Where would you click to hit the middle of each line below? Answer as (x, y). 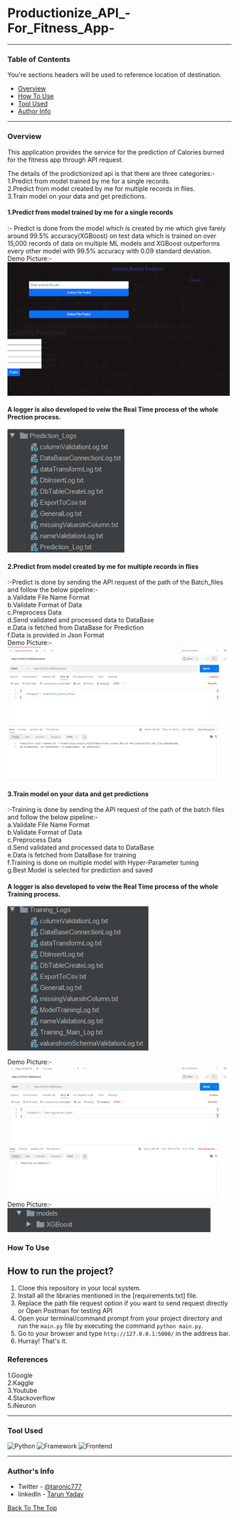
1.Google (20, 1375)
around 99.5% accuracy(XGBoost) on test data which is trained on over (112, 236)
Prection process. (34, 417)
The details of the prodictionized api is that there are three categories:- (111, 173)
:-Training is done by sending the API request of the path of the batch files (116, 810)
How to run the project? (60, 1271)
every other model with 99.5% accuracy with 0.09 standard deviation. (110, 251)
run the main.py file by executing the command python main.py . (110, 1326)
